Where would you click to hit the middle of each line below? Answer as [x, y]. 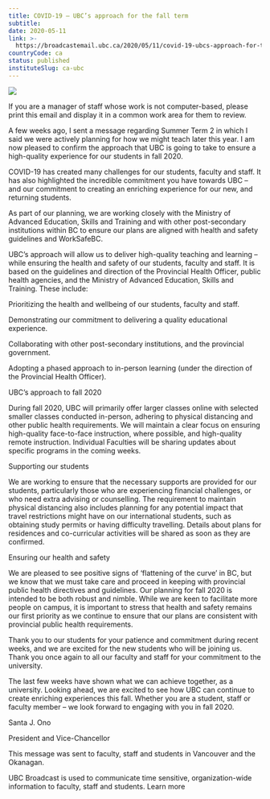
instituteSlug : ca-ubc [46, 68]
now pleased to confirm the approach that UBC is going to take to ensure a [132, 147]
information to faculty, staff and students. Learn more [97, 786]
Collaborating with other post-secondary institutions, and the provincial [126, 344]
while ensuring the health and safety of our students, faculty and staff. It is [132, 263]
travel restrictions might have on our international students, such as [120, 515]
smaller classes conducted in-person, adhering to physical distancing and [131, 416]
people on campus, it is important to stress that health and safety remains [130, 607]
